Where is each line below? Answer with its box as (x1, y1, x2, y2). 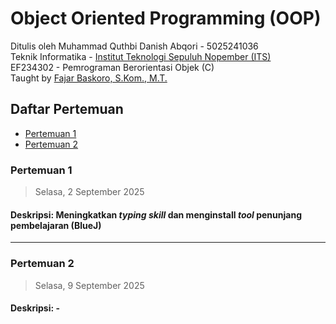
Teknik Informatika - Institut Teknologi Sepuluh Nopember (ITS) (10, 50, 272, 62)
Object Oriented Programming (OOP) (10, 7, 322, 30)
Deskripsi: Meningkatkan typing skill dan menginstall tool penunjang (10, 208, 302, 221)
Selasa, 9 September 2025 (34, 279, 145, 291)
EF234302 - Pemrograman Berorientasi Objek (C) (10, 61, 215, 73)
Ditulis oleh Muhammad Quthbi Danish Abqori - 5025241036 (10, 40, 259, 52)
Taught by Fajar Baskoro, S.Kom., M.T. (10, 72, 168, 84)
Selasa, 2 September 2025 (34, 186, 145, 198)
